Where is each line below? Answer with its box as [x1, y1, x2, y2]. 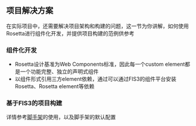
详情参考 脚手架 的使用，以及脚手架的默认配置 [6, 114, 116, 121]
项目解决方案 [6, 5, 54, 16]
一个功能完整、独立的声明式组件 [20, 68, 99, 75]
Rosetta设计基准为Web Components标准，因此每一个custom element [14, 61, 185, 68]
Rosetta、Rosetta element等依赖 [14, 83, 95, 90]
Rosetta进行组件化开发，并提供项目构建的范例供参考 [6, 30, 135, 37]
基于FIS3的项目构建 [6, 99, 63, 108]
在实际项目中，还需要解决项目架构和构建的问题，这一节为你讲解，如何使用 [6, 22, 189, 30]
